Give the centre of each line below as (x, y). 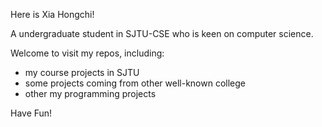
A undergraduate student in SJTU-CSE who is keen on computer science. (162, 33)
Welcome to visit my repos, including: (87, 53)
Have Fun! (31, 113)
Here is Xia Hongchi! (52, 14)
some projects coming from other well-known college (135, 83)
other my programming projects (90, 93)
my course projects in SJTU (82, 72)
